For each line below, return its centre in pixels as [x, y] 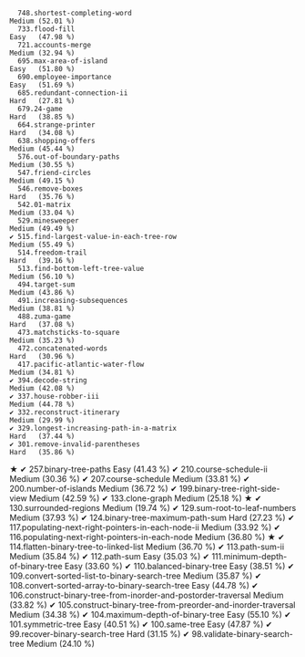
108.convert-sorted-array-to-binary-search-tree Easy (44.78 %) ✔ [134, 585]
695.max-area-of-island [62, 61]
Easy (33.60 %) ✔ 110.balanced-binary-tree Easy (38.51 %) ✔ [179, 566]
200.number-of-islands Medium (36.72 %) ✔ [93, 489]
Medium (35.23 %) [42, 340]
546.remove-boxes [51, 189]
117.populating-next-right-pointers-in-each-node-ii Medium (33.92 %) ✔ [145, 527]
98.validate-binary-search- [242, 634]
